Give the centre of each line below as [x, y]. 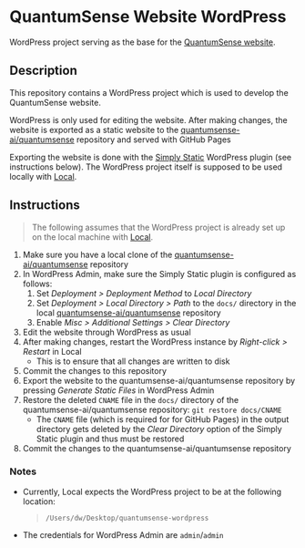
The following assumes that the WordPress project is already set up [158, 227]
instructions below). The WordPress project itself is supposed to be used [146, 167]
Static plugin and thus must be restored [110, 439]
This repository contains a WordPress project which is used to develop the [149, 92]
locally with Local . [43, 176]
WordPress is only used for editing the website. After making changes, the [149, 119]
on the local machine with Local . [92, 237]
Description [43, 71]
